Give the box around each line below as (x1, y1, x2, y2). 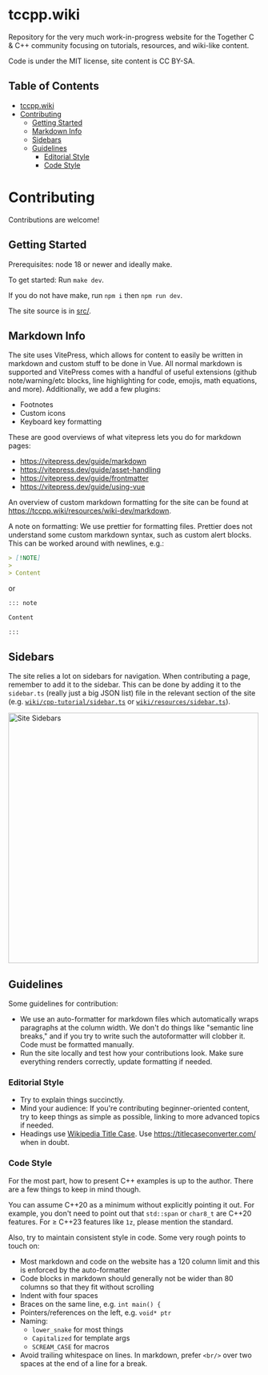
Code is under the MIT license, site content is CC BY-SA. (8, 56, 195, 66)
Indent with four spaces (19, 1290, 98, 1300)
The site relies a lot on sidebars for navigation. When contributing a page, (8, 671, 250, 681)
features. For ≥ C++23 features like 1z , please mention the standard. (8, 1216, 234, 1227)
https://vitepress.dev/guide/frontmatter (19, 474, 150, 483)
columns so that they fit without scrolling (19, 1282, 154, 1292)
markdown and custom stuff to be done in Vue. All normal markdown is (8, 359, 242, 369)
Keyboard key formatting (19, 417, 102, 426)
